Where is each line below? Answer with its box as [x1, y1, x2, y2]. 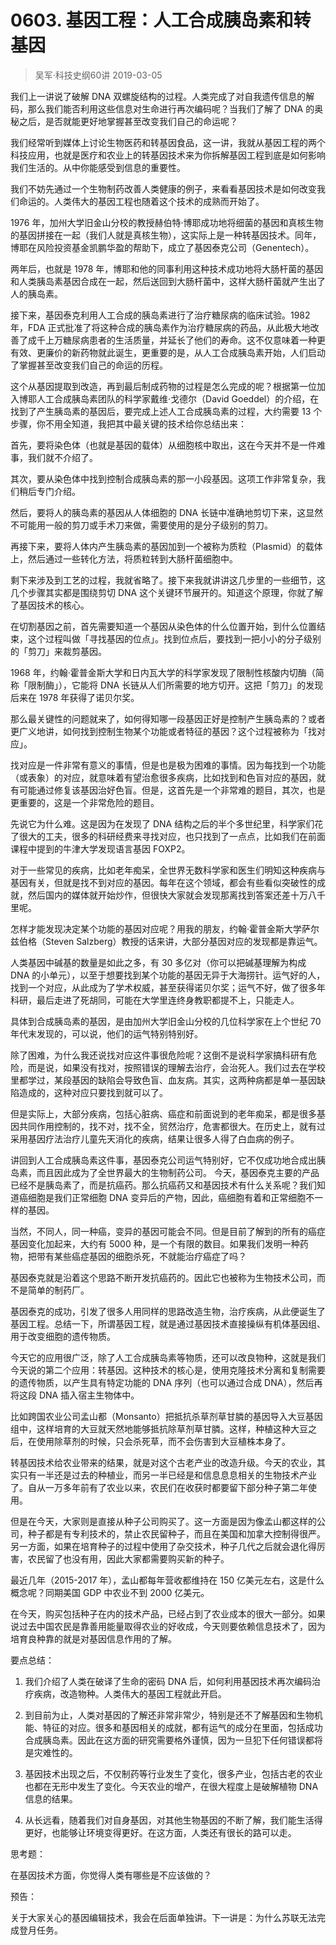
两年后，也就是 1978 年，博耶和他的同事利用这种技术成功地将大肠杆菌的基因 [10, 262, 324, 275]
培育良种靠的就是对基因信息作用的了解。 [10, 1632, 177, 1645]
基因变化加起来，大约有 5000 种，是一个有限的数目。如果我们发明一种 [10, 1237, 300, 1250]
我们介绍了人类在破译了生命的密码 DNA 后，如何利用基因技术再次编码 [24, 1675, 312, 1687]
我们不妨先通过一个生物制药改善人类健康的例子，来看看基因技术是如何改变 [10, 182, 317, 195]
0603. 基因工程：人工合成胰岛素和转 [10, 9, 312, 32]
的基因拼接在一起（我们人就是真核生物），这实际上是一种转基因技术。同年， [10, 229, 322, 241]
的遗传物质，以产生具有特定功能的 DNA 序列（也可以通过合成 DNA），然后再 [10, 1376, 323, 1388]
